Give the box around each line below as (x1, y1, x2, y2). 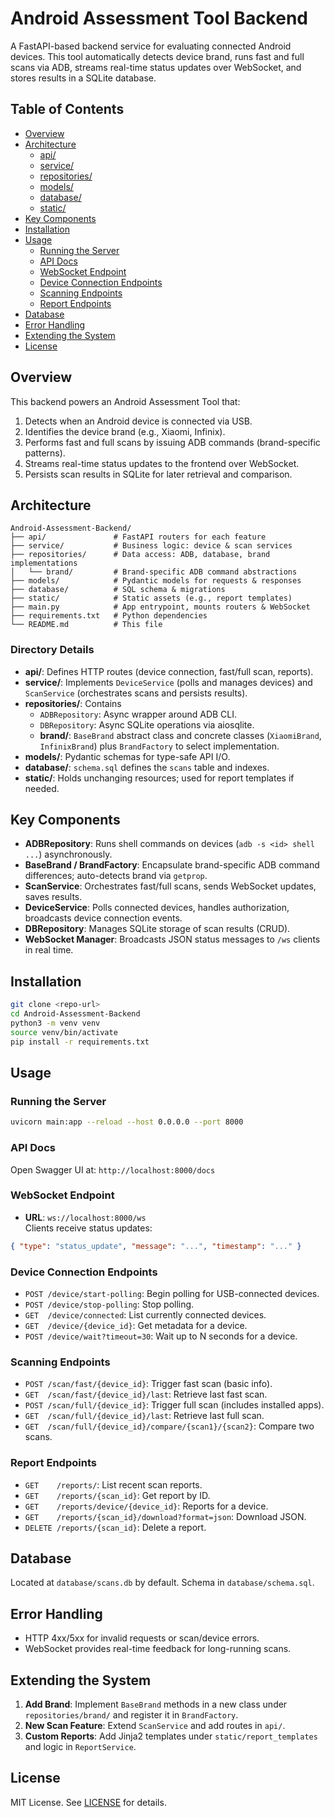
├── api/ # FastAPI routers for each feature (10, 532, 267, 542)
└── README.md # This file (10, 620, 163, 630)
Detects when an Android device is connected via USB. (24, 415, 253, 427)
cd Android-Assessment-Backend (10, 1009, 141, 1019)
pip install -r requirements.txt (10, 1037, 150, 1047)
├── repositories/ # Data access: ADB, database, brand (10, 550, 271, 560)
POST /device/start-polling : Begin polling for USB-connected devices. (24, 1288, 320, 1299)
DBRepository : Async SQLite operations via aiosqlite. (39, 718, 255, 731)
